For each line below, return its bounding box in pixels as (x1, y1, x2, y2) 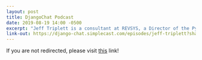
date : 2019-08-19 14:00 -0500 (6, 20, 82, 26)
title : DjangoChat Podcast (6, 14, 74, 20)
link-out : (6, 31, 31, 37)
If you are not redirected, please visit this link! (6, 47, 119, 54)
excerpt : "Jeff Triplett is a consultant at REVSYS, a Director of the (6, 25, 189, 31)
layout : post (6, 8, 39, 15)
